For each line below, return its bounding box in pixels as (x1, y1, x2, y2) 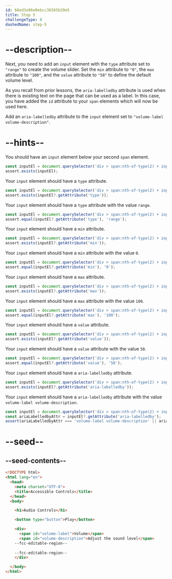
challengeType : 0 (5, 17, 42, 22)
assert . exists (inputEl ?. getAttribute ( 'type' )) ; (5, 192, 109, 198)
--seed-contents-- (5, 456, 67, 465)
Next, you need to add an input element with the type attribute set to (5, 61, 150, 67)
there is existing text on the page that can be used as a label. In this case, (5, 93, 160, 99)
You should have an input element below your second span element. (5, 154, 149, 160)
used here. (5, 104, 28, 110)
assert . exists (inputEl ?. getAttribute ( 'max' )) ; (5, 288, 106, 294)
